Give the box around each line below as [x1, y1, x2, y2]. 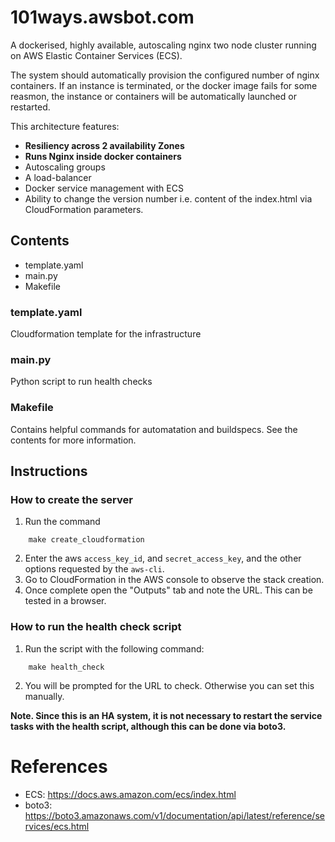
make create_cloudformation [28, 535, 145, 545]
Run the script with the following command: [24, 642, 205, 655]
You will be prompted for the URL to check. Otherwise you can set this [24, 679, 315, 691]
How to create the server [10, 492, 133, 506]
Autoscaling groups [24, 161, 106, 173]
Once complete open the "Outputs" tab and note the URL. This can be [24, 584, 313, 596]
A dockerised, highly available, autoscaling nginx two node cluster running [10, 39, 317, 51]
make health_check [28, 662, 105, 672]
